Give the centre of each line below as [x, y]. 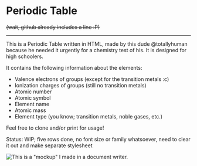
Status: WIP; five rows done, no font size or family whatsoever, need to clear [98, 139]
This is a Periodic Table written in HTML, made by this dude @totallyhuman [97, 44]
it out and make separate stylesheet [49, 145]
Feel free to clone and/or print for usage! [55, 128]
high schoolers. [25, 56]
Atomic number [33, 92]
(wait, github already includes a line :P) [53, 27]
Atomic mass [30, 110]
